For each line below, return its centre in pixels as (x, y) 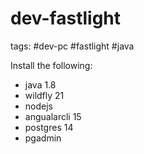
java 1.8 (40, 84)
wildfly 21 (44, 95)
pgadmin (43, 138)
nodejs (38, 106)
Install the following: (51, 65)
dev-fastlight (66, 18)
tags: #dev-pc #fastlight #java (72, 46)
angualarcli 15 (53, 116)
